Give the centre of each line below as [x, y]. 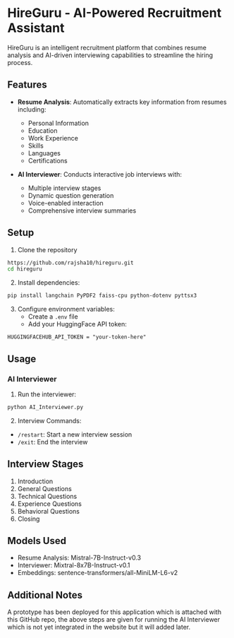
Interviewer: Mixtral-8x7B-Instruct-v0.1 [74, 565]
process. [20, 62]
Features [27, 85]
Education [43, 130]
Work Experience [53, 138]
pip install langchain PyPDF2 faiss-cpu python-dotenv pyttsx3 [102, 296]
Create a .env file [53, 317]
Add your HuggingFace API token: [77, 324]
